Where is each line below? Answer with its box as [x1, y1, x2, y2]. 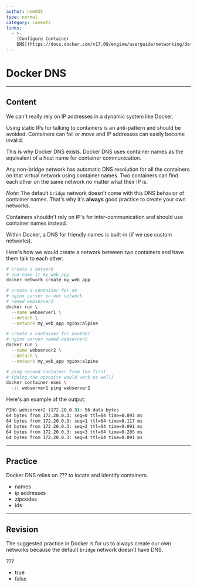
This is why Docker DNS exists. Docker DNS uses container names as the [6, 148, 184, 155]
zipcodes [14, 495, 38, 502]
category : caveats [6, 19, 51, 25]
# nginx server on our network [6, 293, 83, 299]
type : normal [6, 14, 38, 20]
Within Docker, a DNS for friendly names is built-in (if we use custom [6, 231, 172, 238]
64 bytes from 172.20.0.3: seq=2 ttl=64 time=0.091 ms [6, 423, 143, 429]
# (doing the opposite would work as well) [6, 374, 114, 380]
